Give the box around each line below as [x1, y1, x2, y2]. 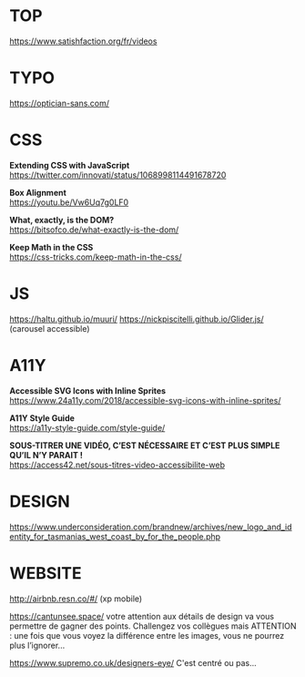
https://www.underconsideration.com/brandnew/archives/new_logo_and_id [9, 521, 293, 532]
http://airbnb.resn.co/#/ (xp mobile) [9, 593, 143, 604]
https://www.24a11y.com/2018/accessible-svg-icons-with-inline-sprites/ [9, 395, 281, 405]
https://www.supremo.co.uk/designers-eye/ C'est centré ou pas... [9, 657, 257, 668]
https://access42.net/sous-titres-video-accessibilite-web [9, 459, 226, 470]
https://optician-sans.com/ [9, 97, 110, 108]
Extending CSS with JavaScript [9, 159, 130, 170]
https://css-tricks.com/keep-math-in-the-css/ [9, 251, 182, 262]
